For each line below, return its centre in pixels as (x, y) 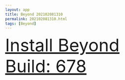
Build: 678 (46, 66)
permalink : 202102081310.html (36, 19)
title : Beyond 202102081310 (34, 14)
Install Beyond (62, 45)
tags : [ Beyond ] (21, 23)
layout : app (17, 10)
